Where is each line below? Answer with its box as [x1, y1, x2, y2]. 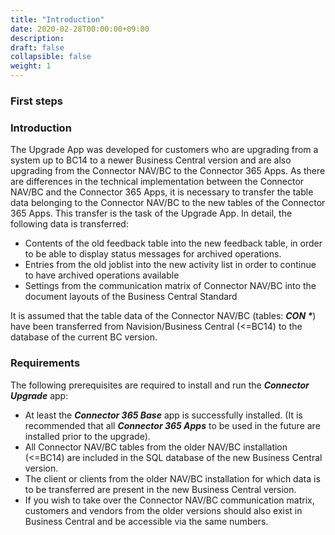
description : [10, 33, 65, 43]
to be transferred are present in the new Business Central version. [24, 483, 297, 495]
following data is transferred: [10, 218, 129, 230]
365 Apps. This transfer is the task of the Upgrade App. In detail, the [10, 207, 293, 220]
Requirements [10, 356, 81, 370]
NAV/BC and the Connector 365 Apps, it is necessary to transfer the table [10, 186, 314, 198]
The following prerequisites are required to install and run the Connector [10, 379, 310, 391]
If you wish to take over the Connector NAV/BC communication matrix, [24, 494, 315, 506]
